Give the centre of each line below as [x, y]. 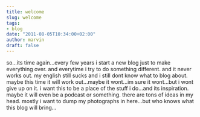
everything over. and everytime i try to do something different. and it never [99, 69]
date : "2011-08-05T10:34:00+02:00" [51, 34]
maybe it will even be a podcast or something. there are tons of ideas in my [100, 95]
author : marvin [25, 40]
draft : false [23, 46]
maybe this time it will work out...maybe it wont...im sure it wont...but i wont [100, 81]
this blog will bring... [31, 107]
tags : [13, 23]
